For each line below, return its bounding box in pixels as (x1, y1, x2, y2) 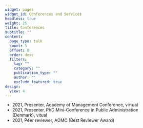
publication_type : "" (14, 71, 58, 75)
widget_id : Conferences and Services (5, 12, 82, 17)
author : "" (14, 75, 36, 80)
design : (5, 84, 21, 89)
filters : (9, 57, 27, 62)
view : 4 (9, 89, 25, 93)
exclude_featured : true (14, 79, 62, 84)
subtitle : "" (5, 30, 32, 35)
